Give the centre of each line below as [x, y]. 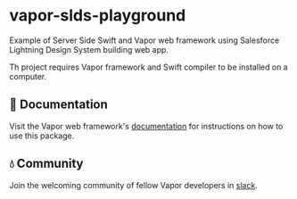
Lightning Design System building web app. [89, 49]
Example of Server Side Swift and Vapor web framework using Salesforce [144, 40]
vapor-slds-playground [98, 16]
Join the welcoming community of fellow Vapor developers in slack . [134, 185]
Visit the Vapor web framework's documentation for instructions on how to [146, 126]
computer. [28, 76]
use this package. [42, 136]
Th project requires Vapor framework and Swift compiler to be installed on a [148, 67]
